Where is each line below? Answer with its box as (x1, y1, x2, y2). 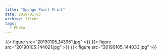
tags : (5, 21, 16, 26)
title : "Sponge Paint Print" (5, 7, 65, 12)
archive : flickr (5, 16, 39, 21)
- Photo (9, 26, 26, 30)
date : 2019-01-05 (5, 12, 41, 17)
